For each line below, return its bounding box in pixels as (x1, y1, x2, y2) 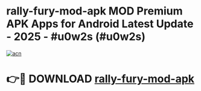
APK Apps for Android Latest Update (6, 17, 194, 31)
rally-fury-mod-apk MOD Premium (6, 4, 183, 18)
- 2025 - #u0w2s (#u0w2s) (6, 30, 146, 43)
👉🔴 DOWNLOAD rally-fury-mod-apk (6, 72, 195, 86)
